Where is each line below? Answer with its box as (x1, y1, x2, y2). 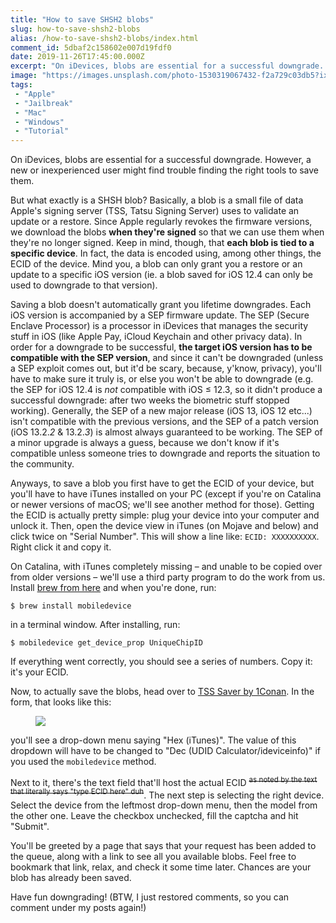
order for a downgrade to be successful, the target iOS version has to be (10, 341, 313, 353)
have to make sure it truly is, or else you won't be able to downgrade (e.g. (10, 373, 314, 385)
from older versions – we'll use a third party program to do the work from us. (10, 571, 326, 583)
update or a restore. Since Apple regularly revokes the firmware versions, (10, 216, 313, 228)
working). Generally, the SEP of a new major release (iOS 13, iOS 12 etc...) (10, 405, 313, 417)
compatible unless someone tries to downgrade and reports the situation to (10, 447, 321, 460)
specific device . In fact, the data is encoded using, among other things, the (10, 247, 322, 260)
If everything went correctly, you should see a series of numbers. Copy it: (10, 656, 313, 668)
